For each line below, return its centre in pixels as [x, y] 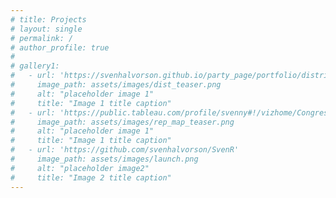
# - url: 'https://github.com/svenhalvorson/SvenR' [125, 150]
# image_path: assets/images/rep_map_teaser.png [122, 122]
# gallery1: [35, 66]
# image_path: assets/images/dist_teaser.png [116, 85]
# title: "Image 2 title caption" [91, 177]
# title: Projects [48, 19]
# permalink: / [42, 38]
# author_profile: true [60, 47]
